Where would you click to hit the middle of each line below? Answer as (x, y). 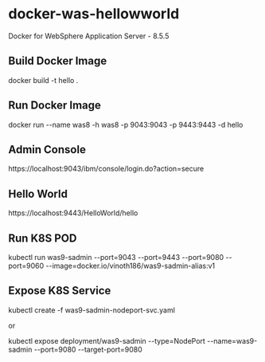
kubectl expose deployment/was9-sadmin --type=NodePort (107, 340)
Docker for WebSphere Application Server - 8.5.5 (89, 36)
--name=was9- (232, 340)
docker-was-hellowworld (94, 14)
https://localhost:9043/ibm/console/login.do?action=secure (106, 169)
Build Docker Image (58, 61)
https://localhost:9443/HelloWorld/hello (73, 213)
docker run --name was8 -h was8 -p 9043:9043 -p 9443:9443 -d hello (126, 124)
